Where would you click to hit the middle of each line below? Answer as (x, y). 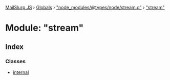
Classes (16, 61)
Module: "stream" (45, 28)
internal (21, 72)
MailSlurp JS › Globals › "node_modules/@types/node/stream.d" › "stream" (85, 7)
